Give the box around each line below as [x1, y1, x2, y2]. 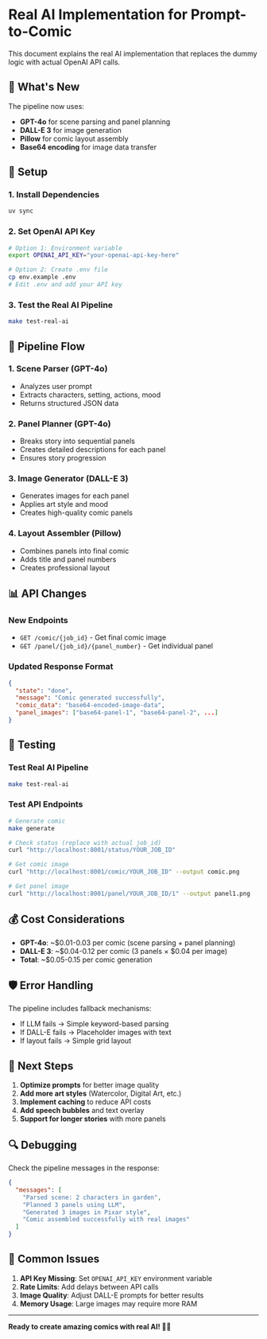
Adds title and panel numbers [19, 555, 117, 564]
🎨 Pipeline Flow [8, 340, 86, 353]
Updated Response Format [8, 661, 114, 672]
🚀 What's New [8, 80, 80, 94]
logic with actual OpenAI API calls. [8, 57, 121, 67]
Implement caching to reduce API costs [19, 1097, 152, 1107]
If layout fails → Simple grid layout [19, 1036, 132, 1045]
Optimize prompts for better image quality [19, 1080, 160, 1090]
